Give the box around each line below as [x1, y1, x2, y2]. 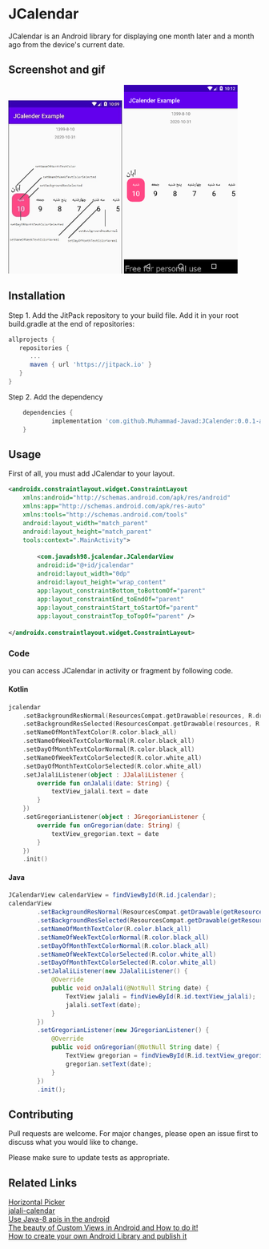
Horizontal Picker [8, 1198, 66, 1207]
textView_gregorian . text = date [50, 829, 159, 837]
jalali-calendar [8, 1206, 56, 1215]
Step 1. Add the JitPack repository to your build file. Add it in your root [8, 310, 239, 320]
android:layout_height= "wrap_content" [37, 578, 167, 587]
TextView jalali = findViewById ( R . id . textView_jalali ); [65, 992, 256, 1001]
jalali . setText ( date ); [65, 1001, 142, 1009]
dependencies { [22, 408, 74, 416]
